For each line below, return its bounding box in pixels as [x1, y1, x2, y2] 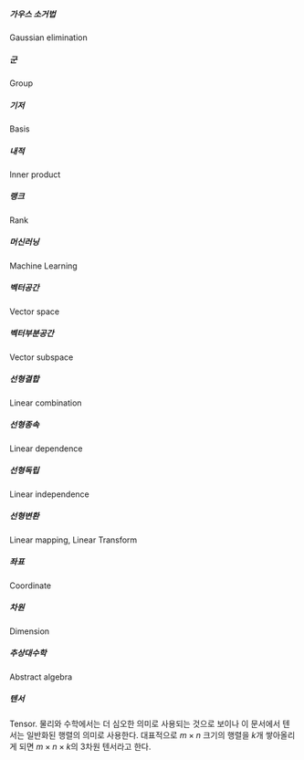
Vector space [9, 306, 60, 317]
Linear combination [9, 397, 82, 408]
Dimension [9, 626, 50, 637]
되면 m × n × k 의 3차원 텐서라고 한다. [18, 741, 152, 752]
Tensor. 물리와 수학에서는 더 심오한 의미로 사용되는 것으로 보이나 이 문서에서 [9, 718, 281, 729]
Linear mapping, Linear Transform [9, 534, 138, 545]
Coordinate [9, 580, 52, 591]
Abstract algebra [9, 671, 73, 682]
